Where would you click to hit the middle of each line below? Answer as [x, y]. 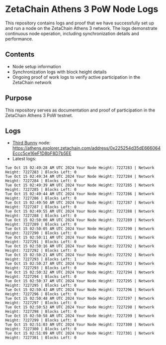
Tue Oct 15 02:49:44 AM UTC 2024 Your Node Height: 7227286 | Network [80, 194]
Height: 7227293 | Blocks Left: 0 [41, 268]
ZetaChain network [32, 82]
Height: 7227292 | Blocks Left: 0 [41, 251]
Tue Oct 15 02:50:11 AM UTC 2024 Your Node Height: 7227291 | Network [80, 237]
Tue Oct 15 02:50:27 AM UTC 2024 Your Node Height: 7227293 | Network [80, 264]
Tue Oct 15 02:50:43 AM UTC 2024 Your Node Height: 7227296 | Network [80, 290]
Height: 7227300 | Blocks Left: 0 [41, 329]
